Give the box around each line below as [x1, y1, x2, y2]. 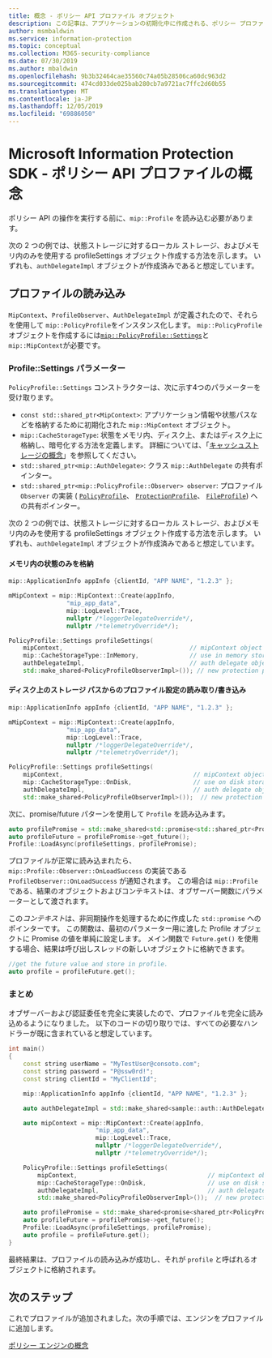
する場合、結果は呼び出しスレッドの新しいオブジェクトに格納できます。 [8, 944, 249, 953]
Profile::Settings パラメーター [8, 362, 125, 374]
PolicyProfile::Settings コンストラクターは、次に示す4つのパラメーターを [8, 383, 261, 392]
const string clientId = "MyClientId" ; [23, 1075, 158, 1083]
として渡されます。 [29, 897, 93, 906]
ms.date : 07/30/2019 [8, 58, 79, 66]
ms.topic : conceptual [8, 42, 82, 50]
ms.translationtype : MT [8, 87, 89, 96]
